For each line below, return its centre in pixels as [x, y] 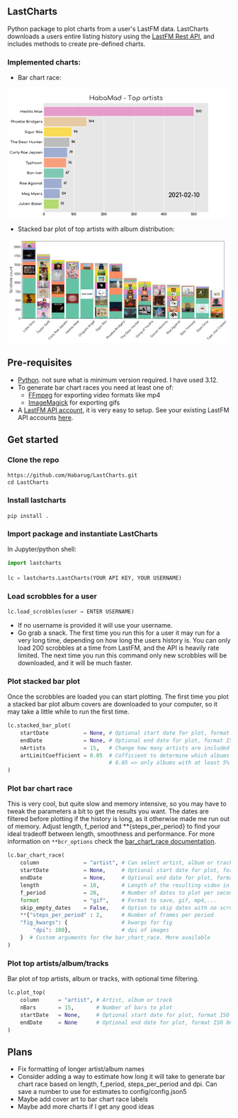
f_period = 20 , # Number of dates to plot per [117, 893]
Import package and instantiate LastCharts [83, 533]
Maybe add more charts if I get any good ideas [86, 1107]
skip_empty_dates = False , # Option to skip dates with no [119, 908]
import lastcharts [34, 563]
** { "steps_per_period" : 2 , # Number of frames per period [117, 915]
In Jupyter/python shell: [42, 549]
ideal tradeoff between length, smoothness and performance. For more [111, 834]
